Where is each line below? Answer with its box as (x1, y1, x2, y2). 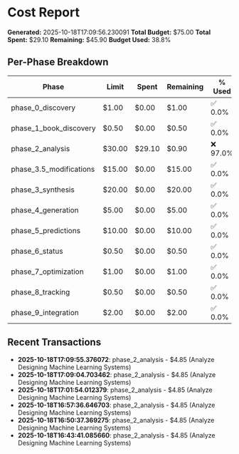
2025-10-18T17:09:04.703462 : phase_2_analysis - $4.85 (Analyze (17, 370, 216, 378)
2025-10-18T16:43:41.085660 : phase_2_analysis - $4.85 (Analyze (17, 430, 216, 439)
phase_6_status (11, 246, 63, 256)
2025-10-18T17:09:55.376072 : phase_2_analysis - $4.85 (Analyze (17, 355, 215, 363)
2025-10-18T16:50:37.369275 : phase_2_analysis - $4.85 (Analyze (17, 416, 215, 424)
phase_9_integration (11, 307, 80, 317)
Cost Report (7, 4, 80, 21)
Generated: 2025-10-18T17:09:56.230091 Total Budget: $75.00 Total (7, 28, 211, 36)
